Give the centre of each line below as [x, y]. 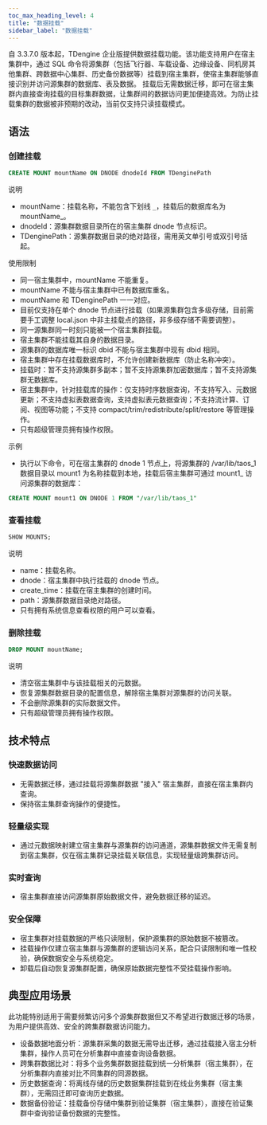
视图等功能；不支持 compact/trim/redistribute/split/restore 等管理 [141, 409]
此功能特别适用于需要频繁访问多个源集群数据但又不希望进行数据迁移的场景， [133, 1016]
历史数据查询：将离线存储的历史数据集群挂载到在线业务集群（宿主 [128, 1083]
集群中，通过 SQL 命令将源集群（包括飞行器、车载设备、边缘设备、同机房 [128, 64]
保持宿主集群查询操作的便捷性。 [72, 804]
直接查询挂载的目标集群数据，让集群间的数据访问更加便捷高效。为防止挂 [140, 94]
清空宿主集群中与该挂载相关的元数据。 [82, 683]
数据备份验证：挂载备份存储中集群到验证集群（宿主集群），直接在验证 [133, 1103]
